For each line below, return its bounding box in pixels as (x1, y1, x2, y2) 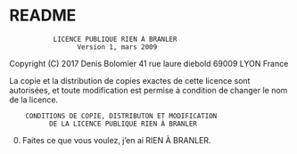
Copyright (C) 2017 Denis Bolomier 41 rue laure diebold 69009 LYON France (9, 58, 289, 69)
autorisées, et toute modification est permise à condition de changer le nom (9, 85, 288, 95)
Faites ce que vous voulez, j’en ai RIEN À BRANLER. (21, 134, 211, 145)
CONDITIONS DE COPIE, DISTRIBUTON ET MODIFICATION (25, 111, 218, 120)
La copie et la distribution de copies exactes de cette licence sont (9, 75, 251, 85)
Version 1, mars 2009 (77, 42, 158, 52)
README (9, 5, 77, 26)
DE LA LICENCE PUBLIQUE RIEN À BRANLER (48, 119, 198, 128)
